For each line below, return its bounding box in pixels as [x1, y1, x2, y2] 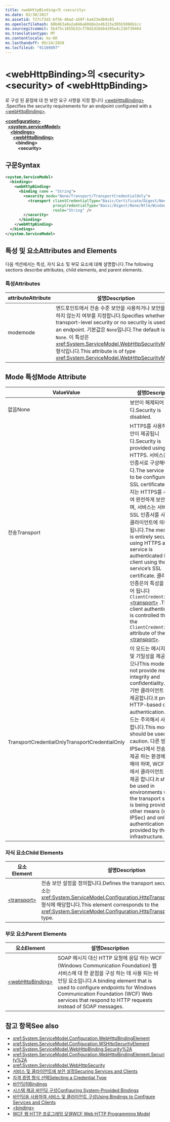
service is [130, 546, 153, 553]
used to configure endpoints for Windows [57, 984, 156, 991]
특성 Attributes [5, 280, 40, 287]
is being [130, 801, 149, 808]
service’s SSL [130, 565, 162, 572]
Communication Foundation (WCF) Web [57, 990, 153, 997]
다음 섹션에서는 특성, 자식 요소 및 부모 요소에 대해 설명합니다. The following [5, 261, 153, 267]
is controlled [130, 612, 159, 619]
